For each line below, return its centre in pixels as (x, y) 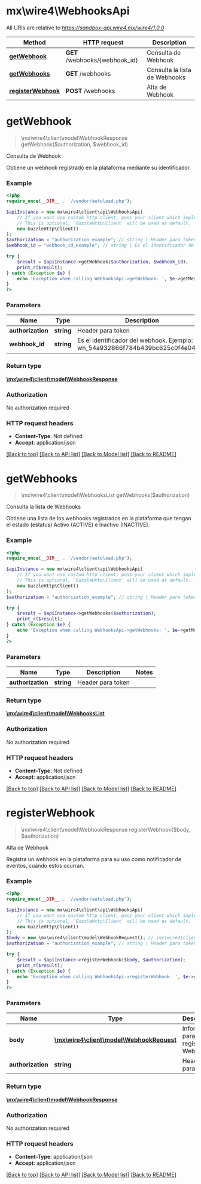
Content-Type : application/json (54, 1157)
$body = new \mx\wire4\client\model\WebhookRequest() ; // (80, 938)
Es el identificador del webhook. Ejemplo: (135, 340)
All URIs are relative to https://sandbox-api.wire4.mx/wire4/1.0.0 (85, 28)
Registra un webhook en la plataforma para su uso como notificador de (94, 859)
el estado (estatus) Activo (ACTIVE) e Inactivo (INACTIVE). (78, 525)
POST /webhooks (90, 91)
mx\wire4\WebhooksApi (68, 11)
